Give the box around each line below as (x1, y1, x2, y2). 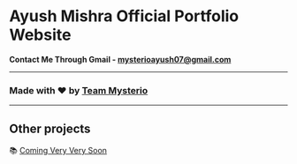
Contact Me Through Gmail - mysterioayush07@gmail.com (9, 54, 232, 64)
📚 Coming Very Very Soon (9, 145, 108, 156)
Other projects (9, 121, 91, 136)
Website (9, 25, 72, 45)
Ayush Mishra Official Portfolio (9, 6, 240, 26)
